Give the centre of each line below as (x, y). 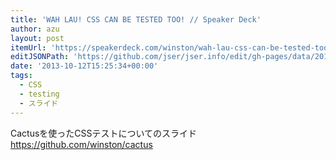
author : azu (35, 29)
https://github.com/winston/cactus (81, 144)
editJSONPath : (40, 57)
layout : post (37, 38)
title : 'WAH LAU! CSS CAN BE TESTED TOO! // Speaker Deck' (136, 19)
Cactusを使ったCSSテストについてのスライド (104, 133)
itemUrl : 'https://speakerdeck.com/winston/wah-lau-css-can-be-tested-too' (171, 47)
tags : (21, 76)
